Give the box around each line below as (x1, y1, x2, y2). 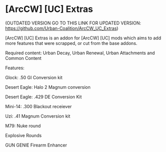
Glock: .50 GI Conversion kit (5, 74, 63, 80)
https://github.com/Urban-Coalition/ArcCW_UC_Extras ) (5, 25, 119, 31)
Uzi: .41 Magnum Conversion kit (5, 113, 71, 119)
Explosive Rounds (5, 132, 42, 138)
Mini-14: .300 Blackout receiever (5, 103, 72, 109)
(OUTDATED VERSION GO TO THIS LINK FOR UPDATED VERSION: (5, 20, 141, 26)
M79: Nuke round (5, 123, 41, 129)
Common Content (5, 55, 42, 61)
